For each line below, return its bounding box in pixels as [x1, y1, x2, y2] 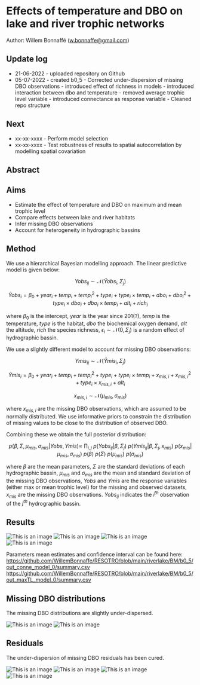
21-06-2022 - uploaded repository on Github [14, 70, 125, 77]
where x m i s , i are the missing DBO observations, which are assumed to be [6, 405, 186, 414]
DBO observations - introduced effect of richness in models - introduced [14, 82, 194, 90]
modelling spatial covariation [14, 148, 86, 155]
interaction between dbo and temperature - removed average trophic [14, 88, 185, 96]
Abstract [6, 164, 40, 175]
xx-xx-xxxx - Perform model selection [14, 134, 109, 142]
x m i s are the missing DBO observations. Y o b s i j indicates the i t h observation [6, 490, 190, 500]
